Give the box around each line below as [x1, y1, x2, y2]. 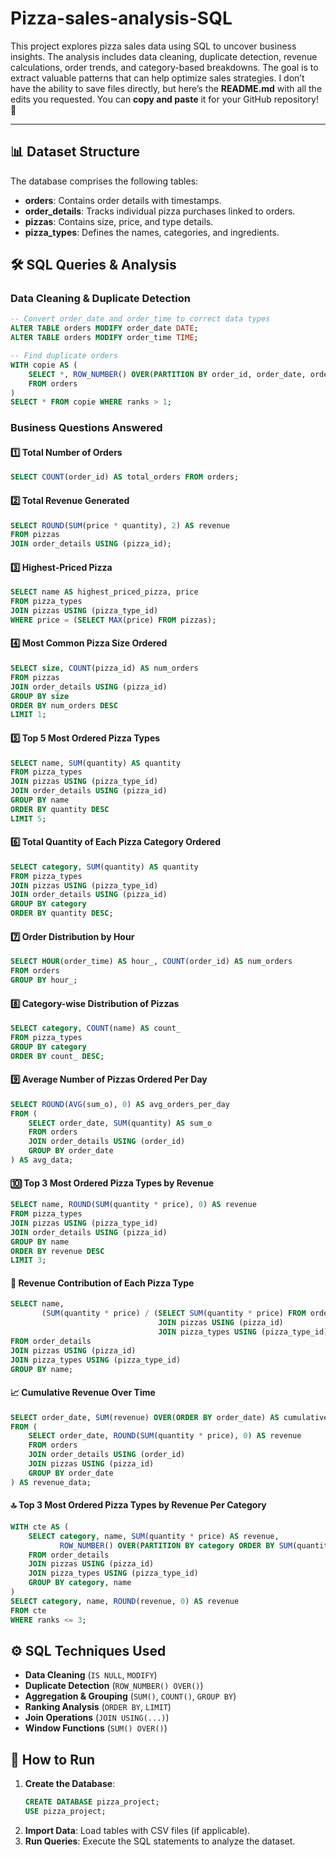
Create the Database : [24, 1778, 116, 1790]
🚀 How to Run [10, 1751, 96, 1768]
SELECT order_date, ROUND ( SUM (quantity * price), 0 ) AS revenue [28, 1431, 302, 1441]
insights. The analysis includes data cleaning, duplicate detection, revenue [10, 50, 318, 62]
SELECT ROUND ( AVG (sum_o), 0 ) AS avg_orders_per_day [10, 1099, 230, 1109]
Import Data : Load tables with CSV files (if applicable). [24, 1824, 251, 1836]
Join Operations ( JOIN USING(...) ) [24, 1712, 170, 1724]
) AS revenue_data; [10, 1477, 92, 1487]
